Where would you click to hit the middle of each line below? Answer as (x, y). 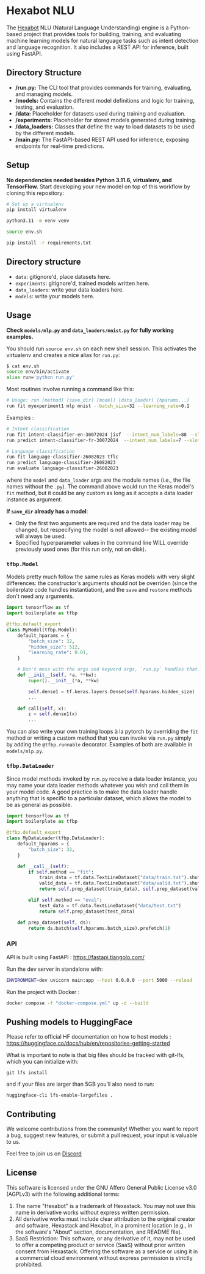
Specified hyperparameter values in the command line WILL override (102, 543)
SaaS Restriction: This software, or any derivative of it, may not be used (105, 1238)
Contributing (31, 1114)
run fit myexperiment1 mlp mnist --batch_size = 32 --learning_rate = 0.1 (98, 406)
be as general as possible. (39, 805)
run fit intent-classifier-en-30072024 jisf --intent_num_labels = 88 (97, 435)
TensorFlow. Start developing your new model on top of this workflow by (98, 186)
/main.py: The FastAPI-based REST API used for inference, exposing (102, 139)
